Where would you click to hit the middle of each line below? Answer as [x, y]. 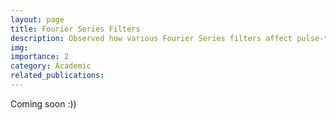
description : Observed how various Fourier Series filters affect [151, 38]
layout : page [37, 19]
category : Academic [51, 66]
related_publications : [57, 76]
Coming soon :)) [43, 103]
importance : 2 [40, 57]
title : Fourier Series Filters [75, 29]
